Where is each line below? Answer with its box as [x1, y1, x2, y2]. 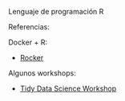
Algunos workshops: [8, 68, 76, 78]
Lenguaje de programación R [8, 7, 104, 16]
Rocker [19, 53, 44, 62]
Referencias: [8, 22, 50, 31]
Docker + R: [8, 37, 48, 47]
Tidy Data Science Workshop [19, 84, 117, 93]
